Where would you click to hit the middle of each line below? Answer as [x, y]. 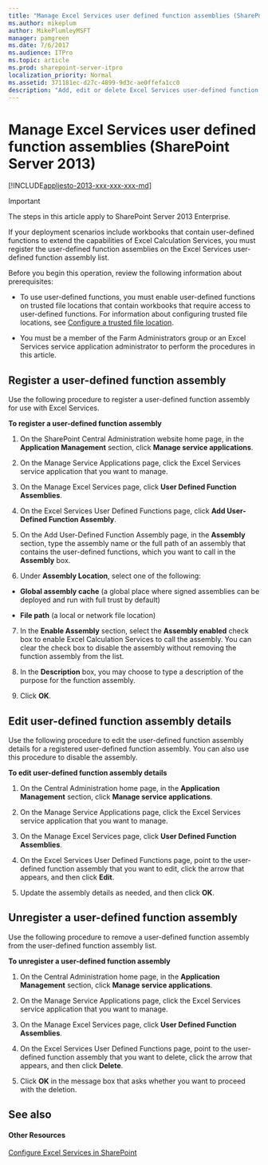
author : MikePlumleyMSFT [49, 30]
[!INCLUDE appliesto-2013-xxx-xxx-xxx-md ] [80, 186]
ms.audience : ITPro [41, 53]
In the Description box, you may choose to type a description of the [132, 672]
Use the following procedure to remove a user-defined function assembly [129, 937]
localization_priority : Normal [60, 75]
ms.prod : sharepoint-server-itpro [66, 68]
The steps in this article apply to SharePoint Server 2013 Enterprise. [120, 217]
